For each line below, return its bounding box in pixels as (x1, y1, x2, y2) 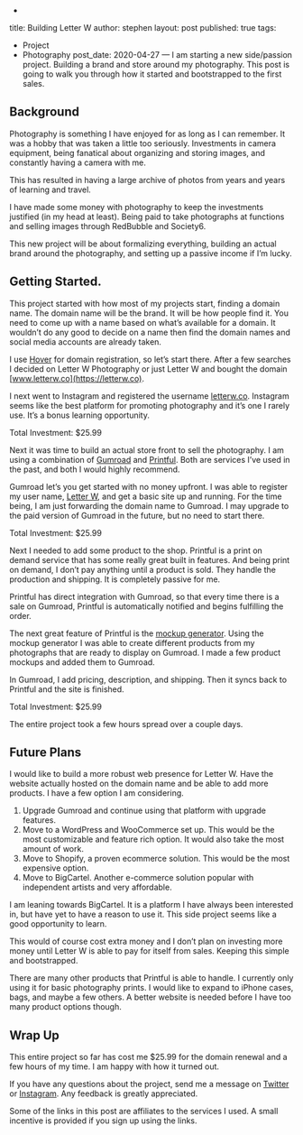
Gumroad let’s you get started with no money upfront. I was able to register (9, 481, 289, 492)
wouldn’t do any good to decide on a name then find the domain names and (9, 327, 291, 337)
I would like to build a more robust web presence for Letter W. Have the (9, 769, 274, 780)
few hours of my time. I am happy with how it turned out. (9, 1061, 219, 1072)
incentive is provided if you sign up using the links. (9, 1115, 197, 1126)
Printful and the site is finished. (9, 683, 124, 695)
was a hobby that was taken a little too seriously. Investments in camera (9, 137, 277, 149)
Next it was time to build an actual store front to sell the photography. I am (9, 444, 284, 456)
